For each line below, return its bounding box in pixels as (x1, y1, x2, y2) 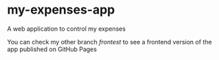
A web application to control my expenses (7, 25, 126, 33)
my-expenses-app (7, 2, 115, 18)
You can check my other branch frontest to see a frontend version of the (7, 37, 212, 46)
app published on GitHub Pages (7, 45, 97, 53)
